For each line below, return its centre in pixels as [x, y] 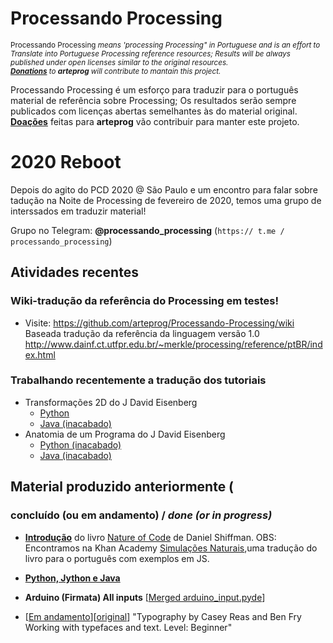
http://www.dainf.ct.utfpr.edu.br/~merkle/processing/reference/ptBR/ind [173, 344]
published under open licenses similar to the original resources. [119, 62]
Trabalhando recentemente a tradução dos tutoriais [138, 380]
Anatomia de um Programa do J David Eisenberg [125, 434]
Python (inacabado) [80, 444]
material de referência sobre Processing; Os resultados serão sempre [153, 100]
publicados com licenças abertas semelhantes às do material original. [154, 111]
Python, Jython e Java [72, 578]
